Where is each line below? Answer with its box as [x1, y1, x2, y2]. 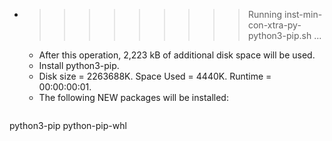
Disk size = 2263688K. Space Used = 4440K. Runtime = [38, 70, 272, 82]
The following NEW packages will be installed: [38, 92, 229, 103]
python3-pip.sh [247, 30, 312, 41]
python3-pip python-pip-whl [9, 120, 127, 131]
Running [247, 9, 283, 20]
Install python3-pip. [38, 60, 120, 71]
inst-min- [283, 9, 323, 20]
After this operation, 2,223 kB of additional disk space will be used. [38, 49, 316, 61]
